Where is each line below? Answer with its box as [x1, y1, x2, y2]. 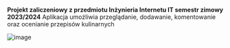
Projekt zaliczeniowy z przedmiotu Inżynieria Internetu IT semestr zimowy [7, 6, 224, 14]
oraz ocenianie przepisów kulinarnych [7, 20, 115, 28]
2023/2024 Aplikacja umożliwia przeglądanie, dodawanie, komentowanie [7, 13, 216, 21]
